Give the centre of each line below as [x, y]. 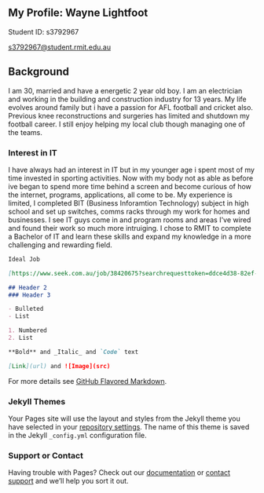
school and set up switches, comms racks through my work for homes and [129, 211]
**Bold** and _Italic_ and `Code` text [73, 352]
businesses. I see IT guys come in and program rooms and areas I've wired [130, 220]
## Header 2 [27, 287]
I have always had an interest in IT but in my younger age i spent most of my [132, 170]
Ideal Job [24, 259]
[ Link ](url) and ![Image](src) [59, 366]
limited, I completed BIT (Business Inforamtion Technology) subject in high [128, 203]
